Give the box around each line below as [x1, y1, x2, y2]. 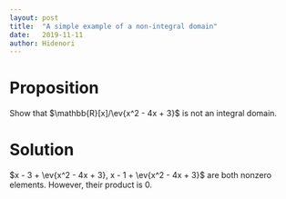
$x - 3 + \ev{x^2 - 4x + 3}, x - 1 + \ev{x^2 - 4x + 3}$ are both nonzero [9, 170, 271, 181]
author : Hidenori [9, 38, 76, 48]
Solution [9, 140, 75, 160]
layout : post [9, 13, 59, 23]
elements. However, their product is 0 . [9, 179, 153, 191]
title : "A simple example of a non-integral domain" [9, 22, 219, 31]
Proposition [9, 78, 99, 98]
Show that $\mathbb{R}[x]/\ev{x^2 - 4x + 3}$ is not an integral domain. [9, 108, 278, 119]
